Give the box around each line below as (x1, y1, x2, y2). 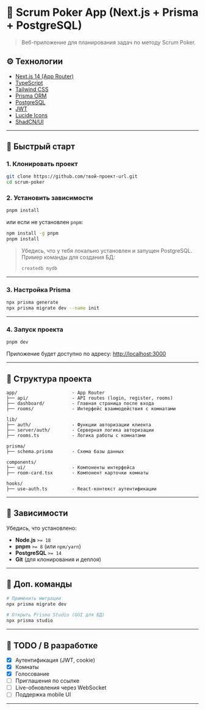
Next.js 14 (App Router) (15, 73, 74, 80)
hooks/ (6, 480, 23, 487)
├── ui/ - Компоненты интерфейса (6, 465, 135, 471)
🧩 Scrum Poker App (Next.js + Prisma (6, 5, 199, 20)
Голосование (15, 670, 50, 678)
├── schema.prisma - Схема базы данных (6, 449, 124, 455)
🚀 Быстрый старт (6, 142, 75, 152)
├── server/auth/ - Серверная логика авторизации (6, 427, 154, 433)
